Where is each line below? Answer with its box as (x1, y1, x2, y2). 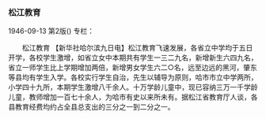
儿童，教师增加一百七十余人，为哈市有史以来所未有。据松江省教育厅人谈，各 (8, 92, 258, 102)
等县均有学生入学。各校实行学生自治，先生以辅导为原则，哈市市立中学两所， (8, 73, 258, 82)
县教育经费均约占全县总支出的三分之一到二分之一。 (8, 102, 175, 112)
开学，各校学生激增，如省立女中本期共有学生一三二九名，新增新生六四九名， (8, 53, 258, 62)
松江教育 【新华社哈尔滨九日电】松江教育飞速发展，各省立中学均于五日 (21, 43, 253, 53)
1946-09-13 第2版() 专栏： (8, 26, 95, 36)
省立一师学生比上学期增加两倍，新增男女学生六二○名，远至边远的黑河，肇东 (8, 63, 257, 73)
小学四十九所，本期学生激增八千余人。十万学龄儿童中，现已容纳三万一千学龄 (8, 83, 258, 92)
